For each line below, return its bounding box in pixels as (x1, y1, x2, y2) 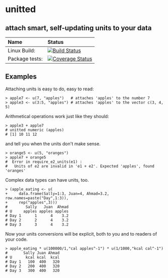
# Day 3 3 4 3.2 (5, 222, 69, 227)
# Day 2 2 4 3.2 (5, 217, 69, 223)
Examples (5, 72, 37, 81)
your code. (5, 236, 28, 242)
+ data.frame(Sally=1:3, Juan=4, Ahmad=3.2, (5, 191, 109, 196)
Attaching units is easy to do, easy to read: (5, 86, 94, 92)
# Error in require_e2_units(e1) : (5, 159, 82, 164)
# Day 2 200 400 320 (5, 263, 60, 268)
